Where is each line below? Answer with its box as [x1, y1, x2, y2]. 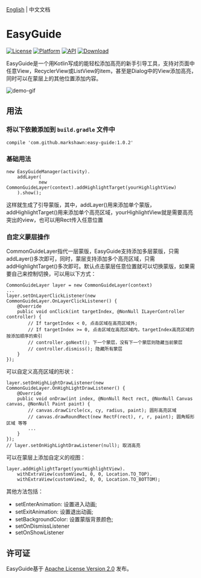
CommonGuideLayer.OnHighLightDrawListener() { [6, 386, 126, 392]
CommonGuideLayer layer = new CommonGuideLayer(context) [6, 282, 153, 288]
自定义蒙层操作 [6, 232, 50, 241]
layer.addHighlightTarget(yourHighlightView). [6, 466, 126, 472]
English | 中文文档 [6, 6, 51, 13]
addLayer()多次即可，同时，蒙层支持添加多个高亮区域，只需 [6, 255, 155, 262]
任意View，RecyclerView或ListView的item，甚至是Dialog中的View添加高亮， [6, 67, 197, 74]
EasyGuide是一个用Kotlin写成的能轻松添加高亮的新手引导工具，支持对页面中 [6, 60, 195, 67]
